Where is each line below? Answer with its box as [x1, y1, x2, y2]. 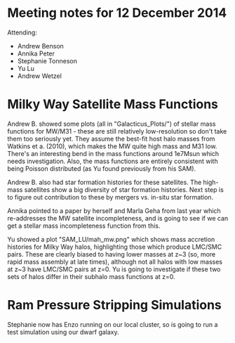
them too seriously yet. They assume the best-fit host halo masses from [7, 134, 215, 143]
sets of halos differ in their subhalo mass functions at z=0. [7, 272, 175, 280]
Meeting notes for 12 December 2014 [7, 5, 227, 21]
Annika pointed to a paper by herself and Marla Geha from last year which [7, 206, 221, 215]
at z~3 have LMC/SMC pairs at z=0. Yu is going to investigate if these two [7, 265, 221, 273]
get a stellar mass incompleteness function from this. [7, 221, 161, 230]
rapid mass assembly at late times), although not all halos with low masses [7, 257, 223, 266]
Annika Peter [17, 49, 55, 58]
